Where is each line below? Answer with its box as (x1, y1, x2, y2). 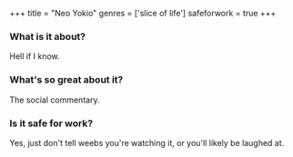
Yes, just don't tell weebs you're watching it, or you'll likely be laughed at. (9, 137, 285, 148)
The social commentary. (9, 94, 100, 105)
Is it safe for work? (9, 117, 94, 130)
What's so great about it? (9, 74, 124, 86)
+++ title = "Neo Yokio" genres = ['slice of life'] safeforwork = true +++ (9, 8, 277, 18)
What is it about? (9, 30, 86, 43)
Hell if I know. (9, 51, 61, 62)
